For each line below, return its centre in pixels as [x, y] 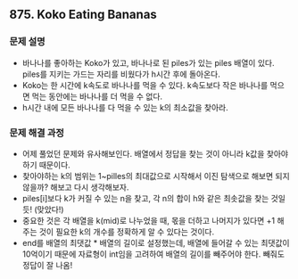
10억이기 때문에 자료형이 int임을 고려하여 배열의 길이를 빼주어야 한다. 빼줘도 [153, 254]
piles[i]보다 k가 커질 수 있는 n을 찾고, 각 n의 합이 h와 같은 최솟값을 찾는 [145, 198]
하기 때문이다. [46, 165]
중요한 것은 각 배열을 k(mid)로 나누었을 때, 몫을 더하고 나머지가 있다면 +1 [148, 220]
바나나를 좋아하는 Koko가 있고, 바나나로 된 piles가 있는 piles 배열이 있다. [148, 62]
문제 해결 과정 [37, 133]
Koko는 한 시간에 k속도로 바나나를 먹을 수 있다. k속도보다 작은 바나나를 [145, 85]
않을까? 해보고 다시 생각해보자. [75, 187]
